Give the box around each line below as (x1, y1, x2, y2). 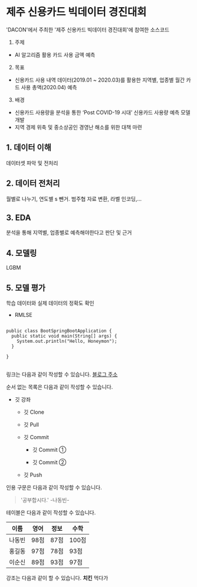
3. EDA (6, 212, 31, 222)
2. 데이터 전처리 (6, 179, 60, 189)
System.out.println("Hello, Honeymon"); (17, 338, 117, 344)
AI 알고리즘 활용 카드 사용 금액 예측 (14, 51, 96, 58)
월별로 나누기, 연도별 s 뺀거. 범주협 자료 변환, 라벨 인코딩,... (6, 195, 142, 202)
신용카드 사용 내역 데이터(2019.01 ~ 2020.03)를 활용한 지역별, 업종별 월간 (14, 76, 185, 83)
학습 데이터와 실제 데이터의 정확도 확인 (6, 300, 94, 306)
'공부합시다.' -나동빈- (20, 497, 70, 503)
